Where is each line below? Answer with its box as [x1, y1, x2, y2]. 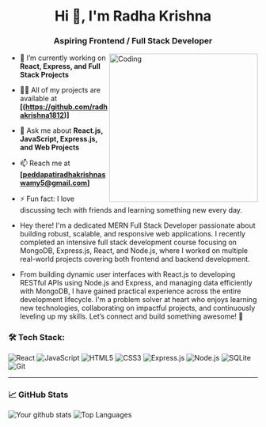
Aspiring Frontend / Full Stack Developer [53, 36, 213, 47]
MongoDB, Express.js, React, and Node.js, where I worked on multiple [19, 246, 249, 255]
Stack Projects [19, 70, 70, 80]
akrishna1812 [19, 111, 65, 120]
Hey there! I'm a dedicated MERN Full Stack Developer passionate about [19, 221, 256, 230]
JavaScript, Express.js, [19, 134, 98, 144]
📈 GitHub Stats [8, 389, 69, 400]
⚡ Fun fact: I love [19, 194, 75, 204]
